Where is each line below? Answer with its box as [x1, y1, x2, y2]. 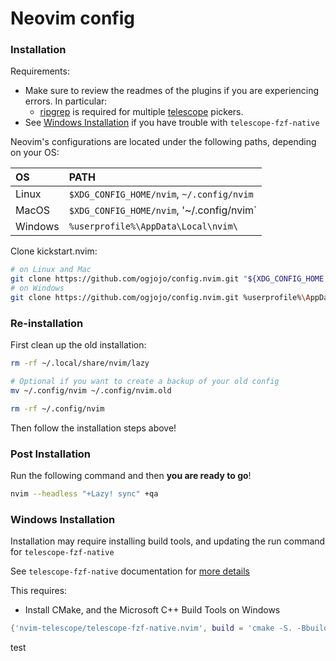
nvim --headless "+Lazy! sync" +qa [10, 489, 159, 499]
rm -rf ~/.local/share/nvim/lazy [10, 358, 150, 369]
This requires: [10, 585, 68, 597]
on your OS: [10, 147, 60, 159]
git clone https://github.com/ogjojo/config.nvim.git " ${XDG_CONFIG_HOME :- [10, 274, 333, 284]
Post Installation [10, 447, 92, 461]
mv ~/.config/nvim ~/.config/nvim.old [10, 386, 172, 396]
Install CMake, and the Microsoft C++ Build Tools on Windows [24, 604, 281, 616]
